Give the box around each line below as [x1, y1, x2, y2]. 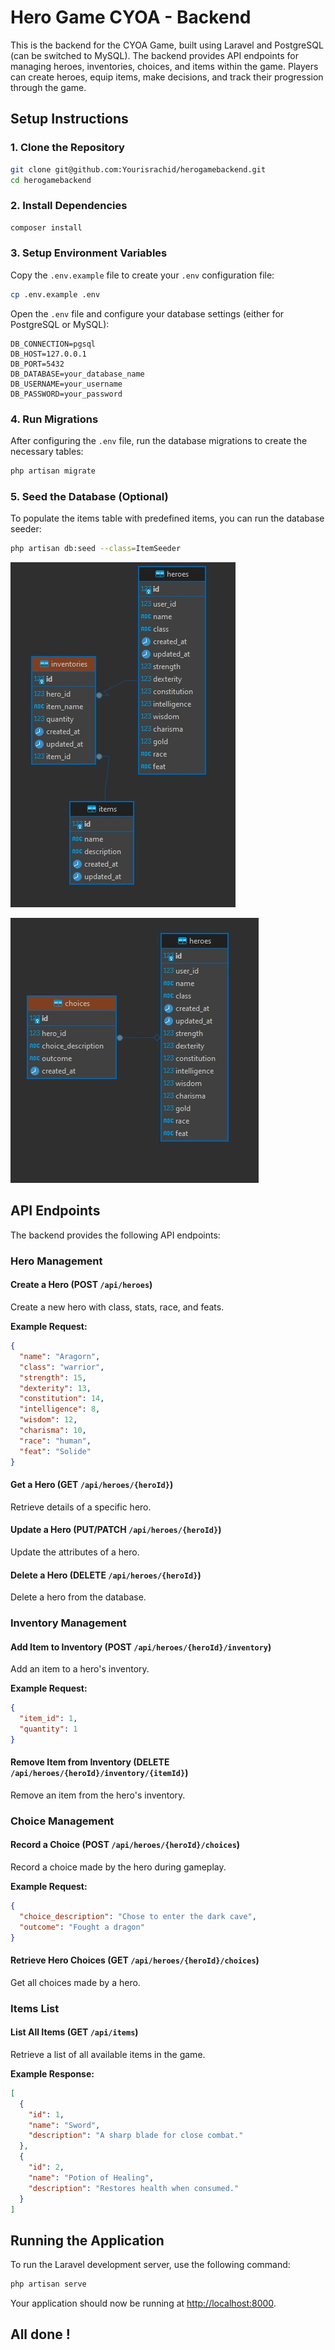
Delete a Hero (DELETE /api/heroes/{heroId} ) [10, 1569, 202, 1581]
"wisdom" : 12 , [19, 1415, 78, 1425]
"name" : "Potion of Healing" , [28, 2172, 155, 2183]
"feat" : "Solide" [19, 1446, 92, 1456]
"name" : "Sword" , [28, 2120, 101, 2130]
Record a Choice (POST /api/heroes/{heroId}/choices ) [10, 1839, 241, 1851]
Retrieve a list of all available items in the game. [10, 2048, 206, 2060]
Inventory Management [10, 1616, 127, 1630]
